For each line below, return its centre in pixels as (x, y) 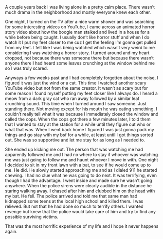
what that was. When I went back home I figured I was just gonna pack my (80, 129)
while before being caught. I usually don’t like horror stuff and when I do (77, 37)
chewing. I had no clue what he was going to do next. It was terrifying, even (81, 175)
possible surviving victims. (32, 217)
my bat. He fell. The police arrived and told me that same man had (71, 196)
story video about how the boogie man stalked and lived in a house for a (77, 32)
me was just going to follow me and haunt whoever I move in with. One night (81, 160)
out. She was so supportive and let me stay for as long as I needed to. (75, 140)
